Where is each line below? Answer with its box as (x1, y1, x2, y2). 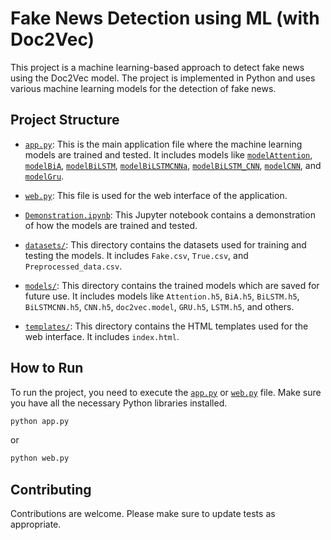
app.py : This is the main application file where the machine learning (24, 138, 303, 150)
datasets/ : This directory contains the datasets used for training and (24, 238, 307, 251)
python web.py (10, 453, 70, 464)
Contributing (10, 481, 92, 498)
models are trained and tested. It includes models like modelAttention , (24, 148, 313, 161)
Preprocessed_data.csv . (24, 260, 123, 272)
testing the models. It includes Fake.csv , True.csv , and (24, 249, 249, 261)
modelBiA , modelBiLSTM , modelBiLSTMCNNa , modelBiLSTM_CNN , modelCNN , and (24, 159, 322, 171)
